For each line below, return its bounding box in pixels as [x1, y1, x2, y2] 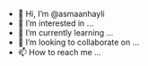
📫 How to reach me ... [17, 47, 101, 57]
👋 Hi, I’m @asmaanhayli [17, 9, 105, 19]
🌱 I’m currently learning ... [17, 28, 114, 37]
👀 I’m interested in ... [17, 18, 94, 29]
